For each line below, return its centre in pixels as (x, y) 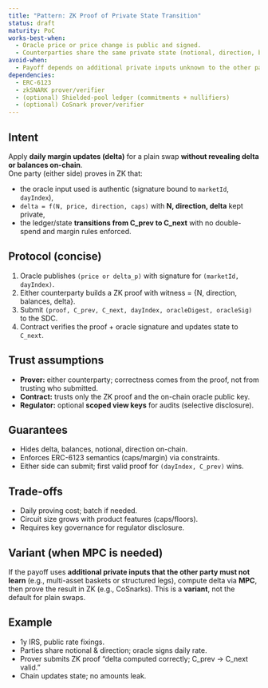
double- (228, 223)
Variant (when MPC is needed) (86, 553)
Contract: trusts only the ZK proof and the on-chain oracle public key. (135, 396)
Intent (23, 137)
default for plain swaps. (47, 597)
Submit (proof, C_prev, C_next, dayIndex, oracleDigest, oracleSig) (136, 309)
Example (30, 623)
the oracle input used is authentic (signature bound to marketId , (124, 189)
